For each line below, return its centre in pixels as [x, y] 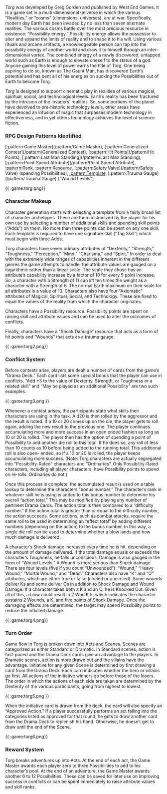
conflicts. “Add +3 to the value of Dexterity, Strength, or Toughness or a [79, 381]
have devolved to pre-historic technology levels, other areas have [73, 107]
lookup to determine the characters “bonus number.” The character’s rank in [83, 489]
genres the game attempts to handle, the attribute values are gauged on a [81, 264]
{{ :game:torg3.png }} [27, 401]
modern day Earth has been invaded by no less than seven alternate [75, 23]
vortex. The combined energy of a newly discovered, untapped [96, 55]
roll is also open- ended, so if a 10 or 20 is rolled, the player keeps [73, 453]
